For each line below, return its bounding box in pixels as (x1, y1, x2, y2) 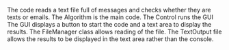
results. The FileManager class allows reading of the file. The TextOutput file (7, 27, 222, 36)
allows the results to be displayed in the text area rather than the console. (7, 35, 214, 43)
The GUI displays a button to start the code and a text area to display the (7, 21, 212, 28)
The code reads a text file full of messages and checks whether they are (7, 6, 211, 14)
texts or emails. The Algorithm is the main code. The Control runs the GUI (7, 13, 214, 21)
